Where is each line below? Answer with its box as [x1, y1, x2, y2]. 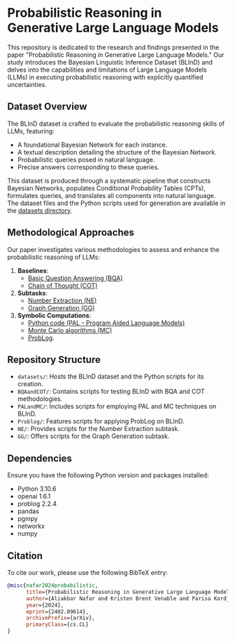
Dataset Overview [7, 100, 87, 113]
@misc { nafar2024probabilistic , [7, 582, 99, 589]
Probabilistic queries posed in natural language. [17, 155, 155, 164]
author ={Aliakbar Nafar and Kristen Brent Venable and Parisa [25, 595, 211, 602]
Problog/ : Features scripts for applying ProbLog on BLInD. [17, 417, 185, 425]
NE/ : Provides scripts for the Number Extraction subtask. [17, 425, 180, 433]
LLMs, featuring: [7, 126, 55, 135]
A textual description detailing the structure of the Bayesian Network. [17, 147, 217, 156]
